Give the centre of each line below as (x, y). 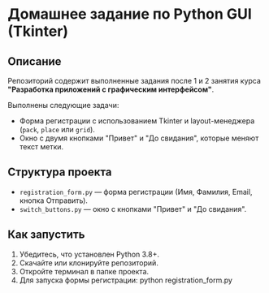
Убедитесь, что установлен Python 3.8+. (89, 254)
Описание (35, 61)
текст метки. (41, 146)
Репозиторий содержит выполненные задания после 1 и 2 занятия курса (134, 81)
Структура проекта (60, 172)
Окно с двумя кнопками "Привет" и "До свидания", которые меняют (139, 138)
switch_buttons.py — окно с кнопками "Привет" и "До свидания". (133, 209)
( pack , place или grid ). (57, 129)
